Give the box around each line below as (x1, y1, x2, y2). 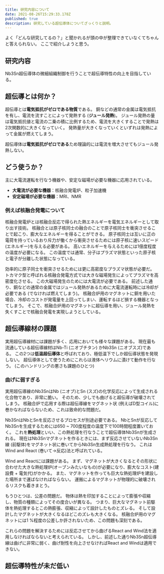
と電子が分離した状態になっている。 (5, 255, 78, 261)
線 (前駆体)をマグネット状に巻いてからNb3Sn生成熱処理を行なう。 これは (5, 441, 152, 448)
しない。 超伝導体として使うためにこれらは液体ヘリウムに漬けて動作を (5, 357, 147, 363)
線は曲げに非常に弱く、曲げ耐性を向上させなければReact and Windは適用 (5, 540, 153, 546)
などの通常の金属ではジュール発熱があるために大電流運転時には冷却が (18, 284, 159, 290)
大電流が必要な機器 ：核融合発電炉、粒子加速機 (12, 187, 106, 193)
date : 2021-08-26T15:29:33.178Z (5, 12, 71, 17)
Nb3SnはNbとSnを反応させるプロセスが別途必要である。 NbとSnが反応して (5, 417, 158, 423)
